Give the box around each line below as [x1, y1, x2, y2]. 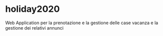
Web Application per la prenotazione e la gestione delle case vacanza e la [5, 20, 158, 26]
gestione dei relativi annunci [5, 25, 64, 31]
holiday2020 [5, 3, 60, 15]
